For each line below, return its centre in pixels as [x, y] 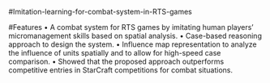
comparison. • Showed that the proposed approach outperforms [116, 61]
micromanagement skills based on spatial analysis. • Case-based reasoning [135, 36]
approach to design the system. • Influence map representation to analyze [133, 44]
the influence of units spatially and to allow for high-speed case [115, 53]
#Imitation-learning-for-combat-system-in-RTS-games [100, 12]
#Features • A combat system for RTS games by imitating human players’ [131, 27]
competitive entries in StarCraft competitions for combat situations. [121, 70]
